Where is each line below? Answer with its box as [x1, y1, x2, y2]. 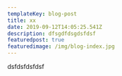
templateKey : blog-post [7, 10, 78, 18]
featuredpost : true [7, 37, 65, 44]
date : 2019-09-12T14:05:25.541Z [7, 23, 102, 30]
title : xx [7, 17, 37, 24]
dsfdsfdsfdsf [7, 63, 44, 70]
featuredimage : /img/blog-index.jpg [7, 43, 115, 50]
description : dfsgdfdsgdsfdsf [7, 30, 97, 37]
